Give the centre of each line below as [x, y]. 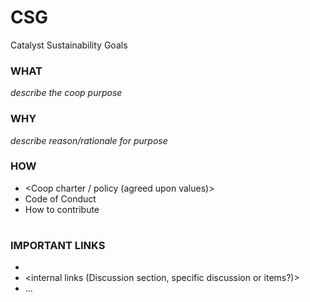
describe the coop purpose [66, 93]
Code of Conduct [60, 198]
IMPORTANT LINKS [58, 246]
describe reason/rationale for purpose [89, 140]
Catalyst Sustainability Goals [69, 45]
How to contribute [62, 209]
